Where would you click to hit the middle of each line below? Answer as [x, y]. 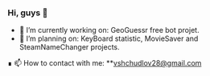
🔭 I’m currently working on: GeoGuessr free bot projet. [109, 30]
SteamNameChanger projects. [69, 47]
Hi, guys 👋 [28, 13]
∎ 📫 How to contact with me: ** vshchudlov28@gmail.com [105, 63]
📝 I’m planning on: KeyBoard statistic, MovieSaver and [109, 38]
